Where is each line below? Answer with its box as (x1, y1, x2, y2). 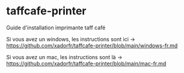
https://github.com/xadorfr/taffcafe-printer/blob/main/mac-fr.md (6, 60, 167, 67)
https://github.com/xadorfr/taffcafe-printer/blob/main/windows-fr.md (6, 42, 178, 49)
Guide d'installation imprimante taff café (6, 24, 106, 31)
